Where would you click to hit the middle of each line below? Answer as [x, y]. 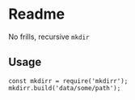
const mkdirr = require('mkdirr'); [68, 81]
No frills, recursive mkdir [49, 37]
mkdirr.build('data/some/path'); [65, 88]
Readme [37, 14]
